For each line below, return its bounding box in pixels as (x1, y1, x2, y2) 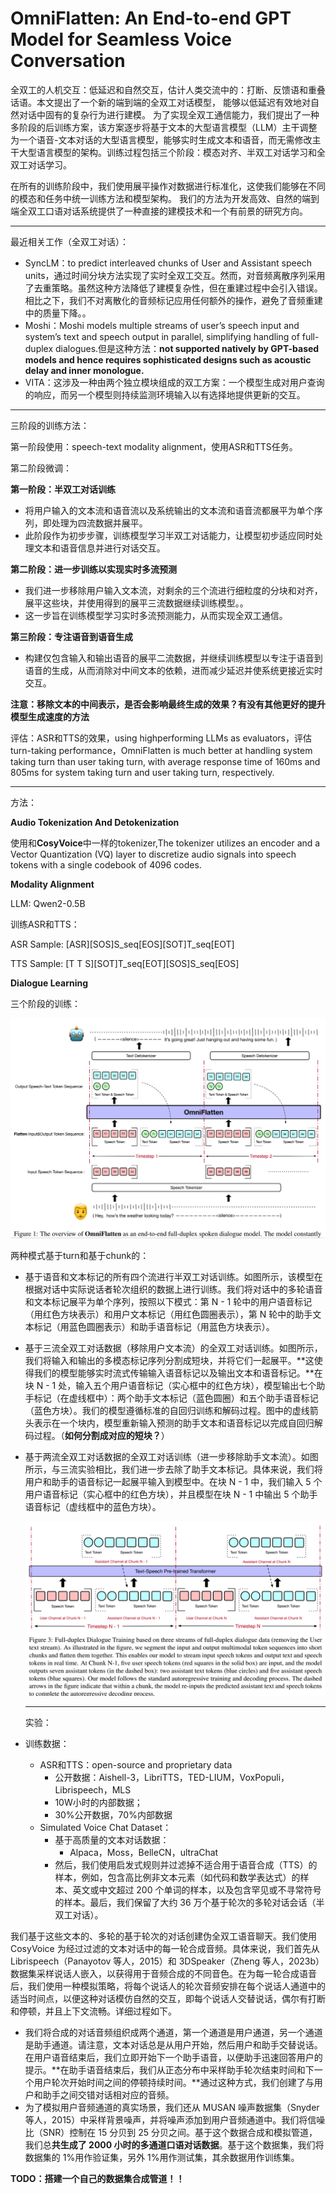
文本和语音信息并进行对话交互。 (33, 542, 166, 554)
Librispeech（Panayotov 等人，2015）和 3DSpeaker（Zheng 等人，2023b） (10, 1955, 325, 1967)
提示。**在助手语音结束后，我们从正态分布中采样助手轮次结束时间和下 (24, 2064, 315, 2076)
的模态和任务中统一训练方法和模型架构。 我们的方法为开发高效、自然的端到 (10, 192, 320, 204)
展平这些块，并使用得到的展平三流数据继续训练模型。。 (24, 597, 249, 609)
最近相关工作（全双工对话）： (10, 235, 129, 247)
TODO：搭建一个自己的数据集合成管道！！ (10, 2173, 185, 2185)
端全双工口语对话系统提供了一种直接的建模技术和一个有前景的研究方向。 (10, 205, 308, 217)
